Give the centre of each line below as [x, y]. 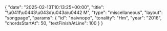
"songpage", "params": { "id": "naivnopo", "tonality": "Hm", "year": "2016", [83, 18]
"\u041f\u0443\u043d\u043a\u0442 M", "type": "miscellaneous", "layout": [84, 12]
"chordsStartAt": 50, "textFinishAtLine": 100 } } [54, 23]
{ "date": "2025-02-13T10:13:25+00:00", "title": [55, 7]
